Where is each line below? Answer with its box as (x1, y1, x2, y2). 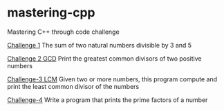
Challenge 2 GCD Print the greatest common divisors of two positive (7, 54, 202, 63)
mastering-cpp (7, 5, 95, 21)
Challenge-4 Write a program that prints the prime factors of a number (7, 95, 208, 104)
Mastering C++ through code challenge (7, 28, 120, 36)
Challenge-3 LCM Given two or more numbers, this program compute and (7, 74, 218, 83)
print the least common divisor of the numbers (7, 82, 140, 90)
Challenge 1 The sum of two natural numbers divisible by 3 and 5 (7, 41, 192, 49)
